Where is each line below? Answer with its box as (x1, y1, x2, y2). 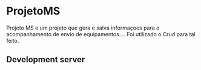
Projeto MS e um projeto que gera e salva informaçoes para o (6, 24, 160, 31)
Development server (6, 54, 85, 65)
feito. (6, 37, 19, 44)
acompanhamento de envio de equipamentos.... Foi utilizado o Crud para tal (6, 30, 196, 37)
